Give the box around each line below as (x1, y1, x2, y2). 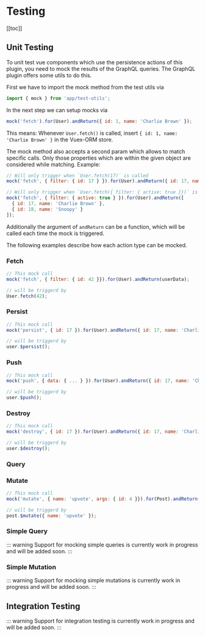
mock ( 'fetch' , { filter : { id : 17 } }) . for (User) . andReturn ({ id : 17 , (6, 178, 190, 184)
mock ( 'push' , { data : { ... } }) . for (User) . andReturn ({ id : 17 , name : (6, 378, 190, 384)
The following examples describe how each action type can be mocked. (6, 241, 187, 249)
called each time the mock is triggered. (6, 230, 105, 237)
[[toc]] (6, 24, 23, 32)
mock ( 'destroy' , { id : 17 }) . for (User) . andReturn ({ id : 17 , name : (6, 428, 179, 435)
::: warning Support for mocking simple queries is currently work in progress (6, 541, 198, 548)
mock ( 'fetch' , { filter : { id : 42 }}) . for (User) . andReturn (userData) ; (6, 276, 190, 282)
